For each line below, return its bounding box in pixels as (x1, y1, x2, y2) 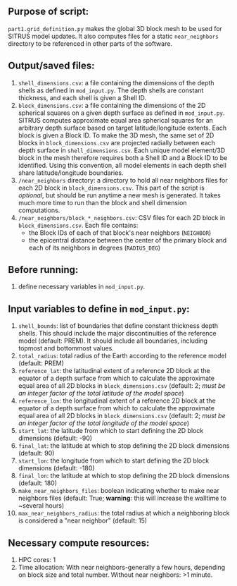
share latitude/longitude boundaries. (18, 169, 124, 177)
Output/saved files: (8, 60, 95, 72)
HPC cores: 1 (18, 556, 56, 564)
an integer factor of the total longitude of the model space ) (18, 419, 190, 427)
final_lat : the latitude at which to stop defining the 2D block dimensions (18, 441, 230, 450)
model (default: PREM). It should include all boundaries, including (18, 336, 208, 345)
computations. (18, 206, 60, 214)
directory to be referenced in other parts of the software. (8, 39, 173, 48)
